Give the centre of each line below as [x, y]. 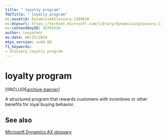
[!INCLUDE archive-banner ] [33, 89]
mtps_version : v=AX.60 [28, 42]
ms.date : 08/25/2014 [26, 38]
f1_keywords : [19, 47]
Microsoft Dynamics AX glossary [39, 132]
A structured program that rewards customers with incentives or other [76, 99]
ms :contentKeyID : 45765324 [33, 28]
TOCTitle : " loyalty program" [36, 14]
